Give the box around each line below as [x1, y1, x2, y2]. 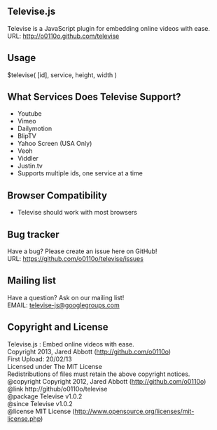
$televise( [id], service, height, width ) [7, 70, 118, 79]
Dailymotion [17, 124, 52, 133]
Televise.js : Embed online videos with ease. [7, 340, 134, 348]
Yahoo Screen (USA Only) [17, 140, 92, 148]
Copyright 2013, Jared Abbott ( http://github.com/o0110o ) [7, 347, 171, 356]
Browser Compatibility [7, 189, 107, 201]
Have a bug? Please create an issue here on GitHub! [7, 247, 157, 255]
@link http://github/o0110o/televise [7, 384, 108, 393]
